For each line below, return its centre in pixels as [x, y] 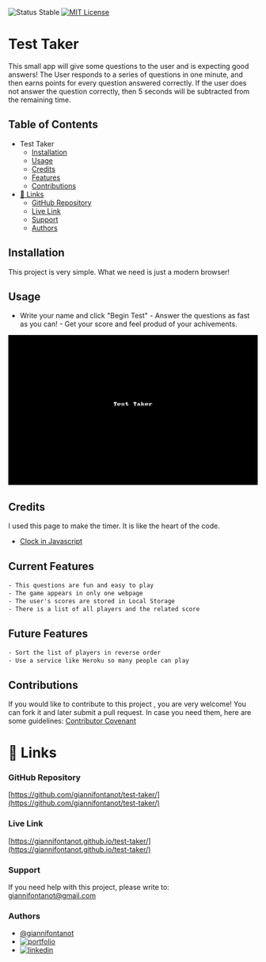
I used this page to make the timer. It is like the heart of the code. [114, 526]
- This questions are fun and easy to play [81, 586]
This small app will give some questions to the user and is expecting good [129, 66]
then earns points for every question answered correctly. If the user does [127, 82]
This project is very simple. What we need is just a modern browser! [119, 272]
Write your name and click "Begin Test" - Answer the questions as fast [135, 316]
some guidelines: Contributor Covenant [72, 721]
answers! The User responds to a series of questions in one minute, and [125, 74]
